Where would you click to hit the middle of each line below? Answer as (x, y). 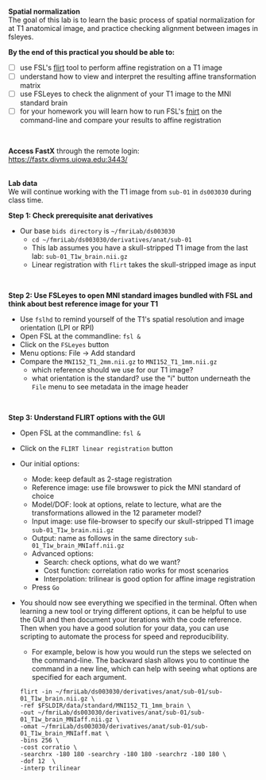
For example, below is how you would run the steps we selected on (141, 652)
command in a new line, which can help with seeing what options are (144, 669)
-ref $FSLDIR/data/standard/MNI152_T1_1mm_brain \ (105, 706)
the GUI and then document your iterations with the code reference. (131, 620)
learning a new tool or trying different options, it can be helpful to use (133, 612)
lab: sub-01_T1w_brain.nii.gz (80, 257)
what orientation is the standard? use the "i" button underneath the (141, 378)
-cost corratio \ (48, 747)
